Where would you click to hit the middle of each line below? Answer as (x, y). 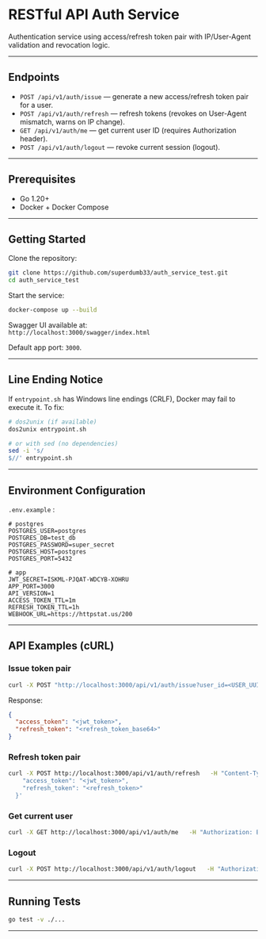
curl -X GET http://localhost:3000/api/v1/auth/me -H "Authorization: (131, 833)
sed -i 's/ (26, 451)
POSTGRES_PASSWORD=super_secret (61, 545)
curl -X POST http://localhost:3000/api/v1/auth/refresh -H (113, 774)
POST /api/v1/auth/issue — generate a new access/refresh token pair (134, 96)
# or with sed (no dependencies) (63, 443)
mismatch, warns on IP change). (72, 121)
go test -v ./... (37, 920)
